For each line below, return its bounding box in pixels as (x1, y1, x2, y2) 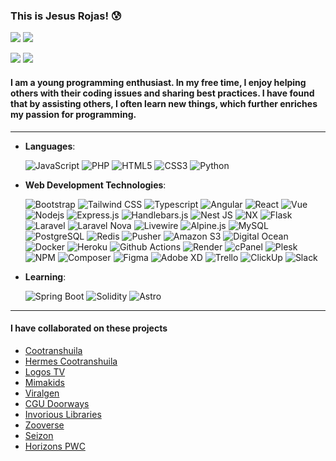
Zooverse (24, 419, 65, 431)
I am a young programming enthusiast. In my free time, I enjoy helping (10, 76, 307, 88)
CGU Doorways (24, 397, 90, 409)
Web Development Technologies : (24, 179, 167, 191)
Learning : (24, 270, 67, 283)
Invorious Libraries (24, 408, 102, 420)
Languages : (24, 140, 76, 152)
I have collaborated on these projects (10, 322, 168, 334)
